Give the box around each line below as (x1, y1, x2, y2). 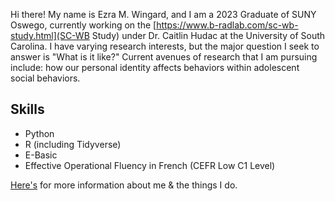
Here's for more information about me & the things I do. (10, 179, 238, 191)
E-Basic (24, 149, 58, 161)
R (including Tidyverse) (24, 138, 122, 150)
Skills (10, 101, 45, 118)
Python (24, 127, 55, 139)
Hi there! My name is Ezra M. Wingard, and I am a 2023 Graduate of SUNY (10, 9, 317, 20)
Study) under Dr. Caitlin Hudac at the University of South (91, 30, 326, 41)
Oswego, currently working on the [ (10, 19, 157, 31)
